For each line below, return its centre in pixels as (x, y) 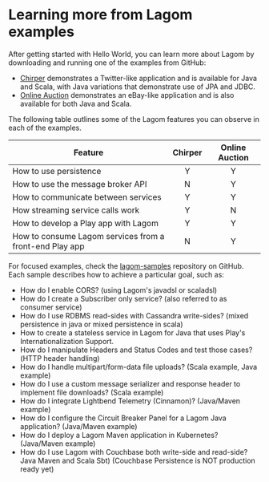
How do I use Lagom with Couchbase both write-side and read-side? (134, 452)
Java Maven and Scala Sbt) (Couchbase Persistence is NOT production (138, 460)
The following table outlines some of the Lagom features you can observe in (134, 119)
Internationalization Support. (67, 341)
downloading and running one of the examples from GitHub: (107, 63)
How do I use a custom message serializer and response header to (130, 383)
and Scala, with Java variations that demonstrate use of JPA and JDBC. (138, 87)
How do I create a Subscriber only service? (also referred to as (123, 298)
